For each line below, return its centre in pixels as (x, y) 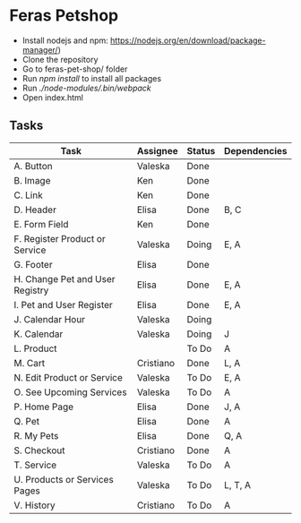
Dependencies (255, 150)
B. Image (32, 180)
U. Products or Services (64, 479)
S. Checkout (39, 450)
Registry (31, 290)
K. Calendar (39, 334)
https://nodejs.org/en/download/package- (188, 40)
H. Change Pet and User (64, 279)
